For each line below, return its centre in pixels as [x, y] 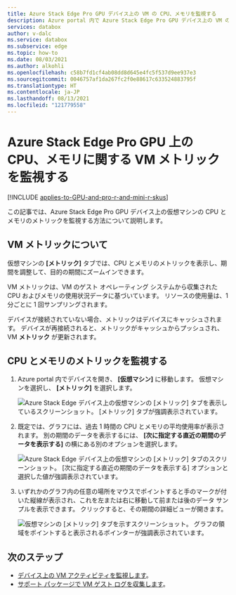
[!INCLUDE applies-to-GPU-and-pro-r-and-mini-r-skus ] [88, 197]
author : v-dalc [29, 33]
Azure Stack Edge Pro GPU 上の [100, 142]
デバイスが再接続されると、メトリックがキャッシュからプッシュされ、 [122, 328]
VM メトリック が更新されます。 [54, 336]
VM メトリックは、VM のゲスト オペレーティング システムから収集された [113, 287]
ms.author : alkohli [36, 66]
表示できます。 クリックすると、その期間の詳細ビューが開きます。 [132, 509]
